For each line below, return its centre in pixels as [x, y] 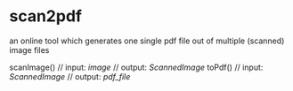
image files [29, 49]
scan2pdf [46, 16]
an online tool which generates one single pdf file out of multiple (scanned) [147, 41]
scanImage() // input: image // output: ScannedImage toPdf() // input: [136, 67]
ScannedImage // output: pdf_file [70, 76]
